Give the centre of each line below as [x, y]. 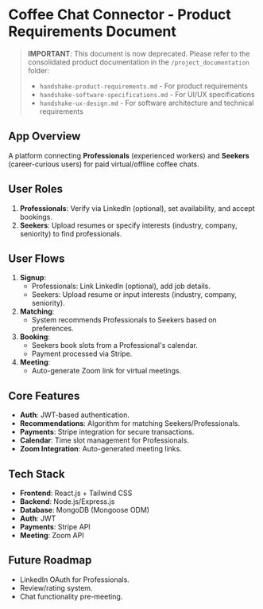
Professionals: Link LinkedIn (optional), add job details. [121, 286]
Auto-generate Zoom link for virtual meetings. [106, 371]
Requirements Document [93, 31]
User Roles [36, 189]
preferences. [52, 329]
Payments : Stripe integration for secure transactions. [107, 432]
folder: [39, 70]
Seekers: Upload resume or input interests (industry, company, [134, 295]
